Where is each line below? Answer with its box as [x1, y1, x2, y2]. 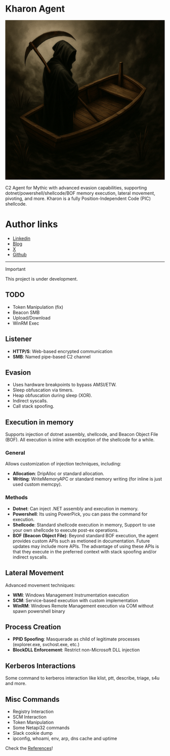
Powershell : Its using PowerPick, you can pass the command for [12, 511, 148, 517]
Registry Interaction [12, 708, 54, 714]
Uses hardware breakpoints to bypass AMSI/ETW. [12, 382, 117, 388]
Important [5, 266, 26, 272]
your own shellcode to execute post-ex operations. [12, 527, 119, 533]
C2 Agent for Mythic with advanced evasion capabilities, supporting [5, 184, 147, 190]
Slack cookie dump [12, 730, 53, 736]
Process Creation [5, 622, 61, 631]
